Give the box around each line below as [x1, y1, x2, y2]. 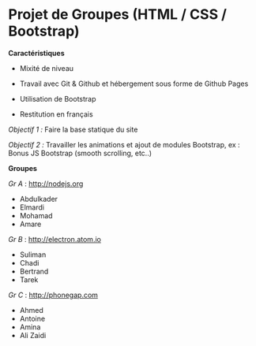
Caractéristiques [8, 48, 65, 58]
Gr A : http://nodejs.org [8, 179, 84, 188]
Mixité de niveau [19, 63, 73, 73]
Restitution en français [19, 109, 93, 119]
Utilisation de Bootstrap [19, 94, 96, 103]
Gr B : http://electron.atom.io [8, 234, 101, 244]
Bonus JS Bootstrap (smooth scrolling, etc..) [8, 148, 152, 158]
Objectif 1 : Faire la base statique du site [8, 125, 138, 134]
